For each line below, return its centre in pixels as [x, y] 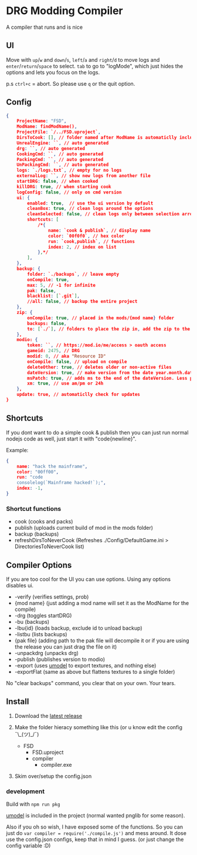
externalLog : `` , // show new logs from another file [84, 176]
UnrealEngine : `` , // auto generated [63, 143]
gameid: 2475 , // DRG [54, 351]
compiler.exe [56, 764]
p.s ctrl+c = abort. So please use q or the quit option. [71, 84]
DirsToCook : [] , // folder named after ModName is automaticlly [97, 138]
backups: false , [47, 323]
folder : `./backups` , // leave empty [73, 274]
